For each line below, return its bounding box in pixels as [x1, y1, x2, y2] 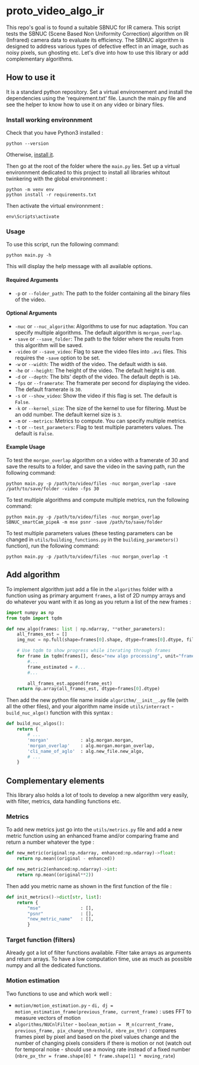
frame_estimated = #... [27, 664, 86, 670]
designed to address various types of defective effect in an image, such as [6, 43, 189, 50]
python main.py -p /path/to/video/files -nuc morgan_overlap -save [6, 481, 176, 487]
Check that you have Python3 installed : [6, 129, 104, 136]
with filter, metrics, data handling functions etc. [6, 798, 121, 805]
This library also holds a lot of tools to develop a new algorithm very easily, [6, 791, 188, 799]
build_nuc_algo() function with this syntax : [6, 709, 113, 716]
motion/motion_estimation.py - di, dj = [14, 1002, 114, 1009]
